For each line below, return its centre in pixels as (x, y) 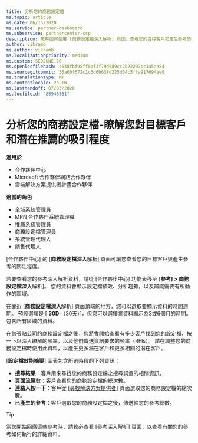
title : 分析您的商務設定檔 (35, 12)
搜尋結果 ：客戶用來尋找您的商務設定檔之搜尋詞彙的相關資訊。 (90, 373)
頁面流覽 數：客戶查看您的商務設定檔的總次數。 (71, 380)
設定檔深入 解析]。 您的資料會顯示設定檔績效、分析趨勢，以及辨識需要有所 (96, 286)
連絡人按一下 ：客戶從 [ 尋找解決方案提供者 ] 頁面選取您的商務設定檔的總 (100, 388)
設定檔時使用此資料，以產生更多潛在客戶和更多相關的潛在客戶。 (88, 348)
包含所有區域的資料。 (32, 321)
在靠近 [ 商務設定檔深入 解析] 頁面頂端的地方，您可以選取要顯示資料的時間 (95, 306)
